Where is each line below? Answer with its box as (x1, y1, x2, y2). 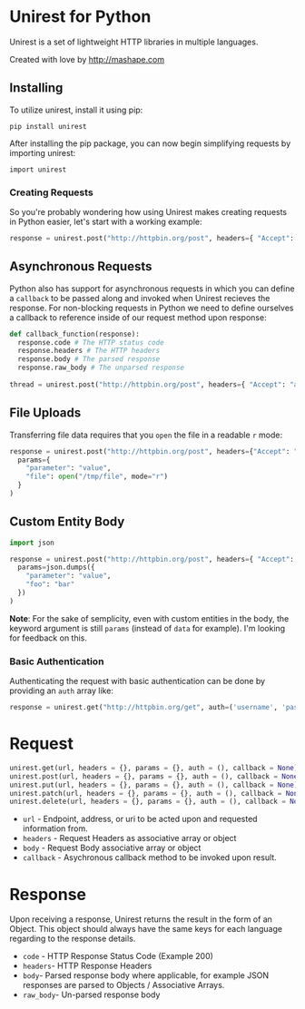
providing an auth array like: (9, 685, 113, 696)
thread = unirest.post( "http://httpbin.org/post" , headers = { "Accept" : (9, 379, 286, 389)
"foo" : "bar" (25, 580, 75, 589)
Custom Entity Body (9, 514, 125, 530)
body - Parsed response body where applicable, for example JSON (22, 970, 270, 981)
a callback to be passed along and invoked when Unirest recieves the (9, 292, 271, 303)
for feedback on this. (9, 632, 88, 643)
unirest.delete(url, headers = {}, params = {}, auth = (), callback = (9, 797, 286, 807)
